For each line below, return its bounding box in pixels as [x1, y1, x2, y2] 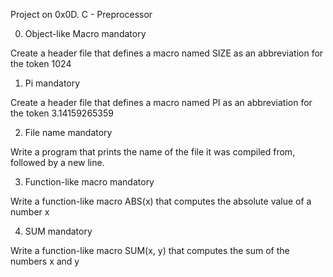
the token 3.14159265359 [10, 107, 114, 119]
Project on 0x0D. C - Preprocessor [10, 9, 153, 20]
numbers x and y [10, 255, 80, 267]
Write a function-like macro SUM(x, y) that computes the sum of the [10, 245, 290, 256]
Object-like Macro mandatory [24, 28, 147, 39]
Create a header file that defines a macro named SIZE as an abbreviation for [10, 47, 324, 59]
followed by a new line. [10, 157, 105, 168]
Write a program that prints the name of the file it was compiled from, [10, 146, 296, 158]
